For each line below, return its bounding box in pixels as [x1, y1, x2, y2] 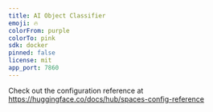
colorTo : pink [8, 34, 56, 42]
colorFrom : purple [8, 26, 70, 34]
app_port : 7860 [8, 64, 59, 72]
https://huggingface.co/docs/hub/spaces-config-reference [8, 94, 205, 104]
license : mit [8, 57, 52, 65]
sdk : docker [8, 42, 48, 50]
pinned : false [8, 49, 56, 57]
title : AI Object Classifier [8, 11, 106, 20]
